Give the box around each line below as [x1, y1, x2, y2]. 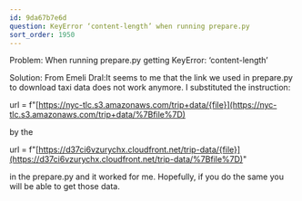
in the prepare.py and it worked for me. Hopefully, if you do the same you [9, 171, 285, 182]
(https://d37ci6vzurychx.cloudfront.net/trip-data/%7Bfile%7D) [9, 154, 244, 165]
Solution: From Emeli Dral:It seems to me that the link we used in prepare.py [9, 72, 294, 83]
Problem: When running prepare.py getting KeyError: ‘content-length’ [9, 55, 268, 66]
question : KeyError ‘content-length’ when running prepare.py [9, 22, 250, 31]
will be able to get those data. [9, 181, 120, 192]
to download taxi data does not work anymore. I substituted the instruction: [9, 82, 291, 93]
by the [9, 127, 34, 138]
